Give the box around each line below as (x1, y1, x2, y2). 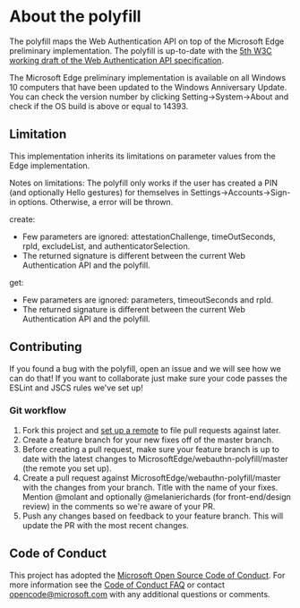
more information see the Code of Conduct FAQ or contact (9, 579, 226, 590)
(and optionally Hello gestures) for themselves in (9, 186, 189, 198)
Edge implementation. (9, 159, 90, 171)
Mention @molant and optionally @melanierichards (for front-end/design (21, 491, 291, 502)
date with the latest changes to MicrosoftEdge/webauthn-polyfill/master (21, 453, 288, 464)
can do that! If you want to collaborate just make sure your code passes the (9, 373, 288, 383)
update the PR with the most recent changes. (21, 519, 190, 530)
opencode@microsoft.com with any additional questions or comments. (9, 588, 270, 599)
